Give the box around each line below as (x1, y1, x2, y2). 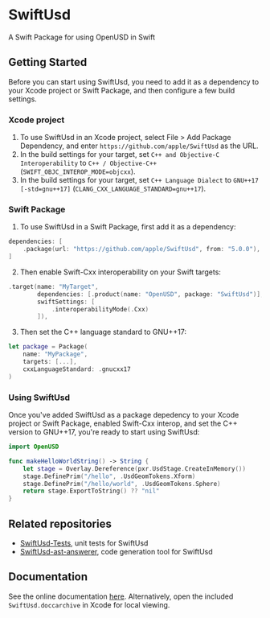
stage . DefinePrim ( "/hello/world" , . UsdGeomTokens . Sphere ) (22, 480, 221, 488)
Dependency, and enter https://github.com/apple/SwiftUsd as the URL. (19, 141, 259, 150)
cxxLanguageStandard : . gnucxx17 (22, 365, 131, 373)
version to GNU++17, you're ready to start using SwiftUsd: (8, 427, 200, 437)
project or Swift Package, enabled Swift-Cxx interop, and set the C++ (8, 418, 239, 428)
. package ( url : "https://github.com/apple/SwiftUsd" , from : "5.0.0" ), (22, 245, 261, 253)
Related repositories (8, 517, 112, 530)
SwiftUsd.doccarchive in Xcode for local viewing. (8, 599, 170, 609)
